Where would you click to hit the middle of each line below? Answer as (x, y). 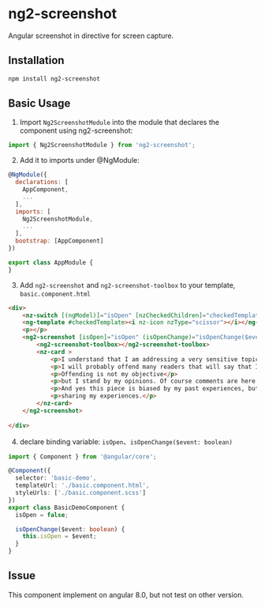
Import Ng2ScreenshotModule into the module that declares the (119, 123)
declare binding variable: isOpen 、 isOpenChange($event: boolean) (126, 441)
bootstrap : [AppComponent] (60, 241)
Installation (36, 60)
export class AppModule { (50, 262)
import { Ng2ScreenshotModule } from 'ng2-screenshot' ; (102, 145)
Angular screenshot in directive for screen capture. (91, 36)
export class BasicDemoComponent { (67, 507)
